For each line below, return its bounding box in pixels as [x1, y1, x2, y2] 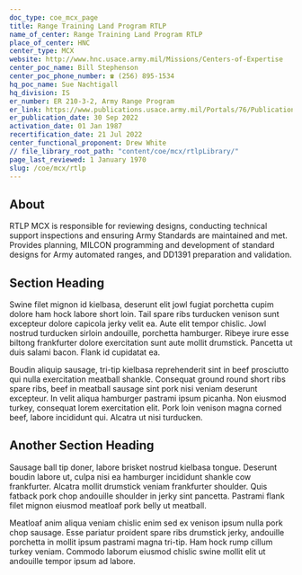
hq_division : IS [9, 88, 70, 97]
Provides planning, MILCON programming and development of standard [9, 240, 275, 251]
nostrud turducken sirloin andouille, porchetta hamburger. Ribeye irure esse [9, 328, 289, 338]
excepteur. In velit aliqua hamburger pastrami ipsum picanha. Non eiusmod [9, 393, 287, 403]
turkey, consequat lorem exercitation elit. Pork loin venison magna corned [9, 402, 282, 413]
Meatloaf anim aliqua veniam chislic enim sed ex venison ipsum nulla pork [9, 517, 283, 528]
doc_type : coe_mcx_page [9, 13, 99, 22]
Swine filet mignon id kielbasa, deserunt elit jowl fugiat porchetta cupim [9, 299, 274, 310]
